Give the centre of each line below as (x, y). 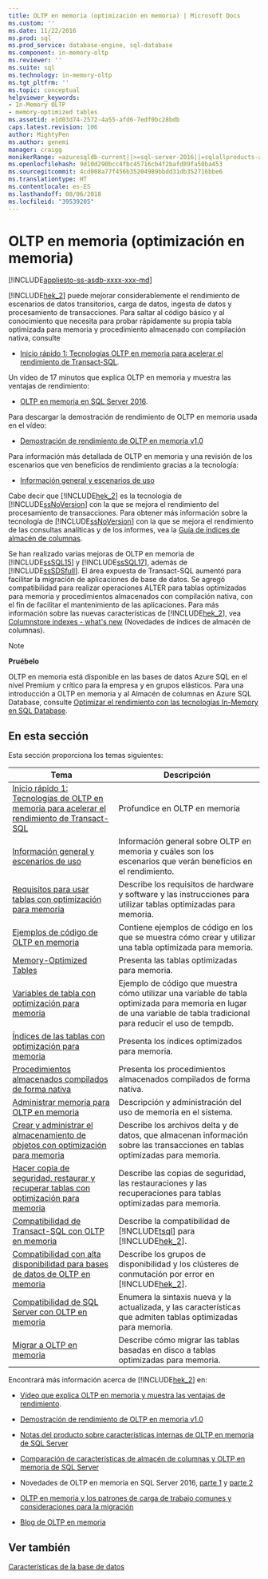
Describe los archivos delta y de (179, 1126)
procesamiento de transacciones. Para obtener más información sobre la (128, 513)
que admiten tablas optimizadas (178, 1318)
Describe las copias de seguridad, (182, 1174)
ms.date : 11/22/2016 (43, 30)
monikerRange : (32, 157)
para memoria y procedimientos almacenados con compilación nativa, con (131, 596)
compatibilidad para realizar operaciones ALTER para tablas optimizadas (128, 588)
